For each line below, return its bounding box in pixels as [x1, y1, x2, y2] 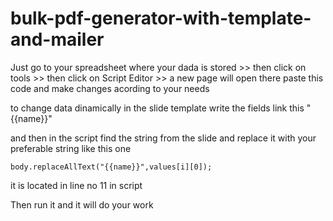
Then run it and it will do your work [10, 198, 154, 211]
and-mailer [10, 28, 105, 51]
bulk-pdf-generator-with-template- [10, 7, 312, 30]
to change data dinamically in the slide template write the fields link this [10, 102, 305, 114]
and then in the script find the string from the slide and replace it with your [10, 132, 317, 144]
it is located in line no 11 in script [10, 179, 143, 191]
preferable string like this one [10, 142, 132, 154]
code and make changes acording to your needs [10, 82, 210, 94]
